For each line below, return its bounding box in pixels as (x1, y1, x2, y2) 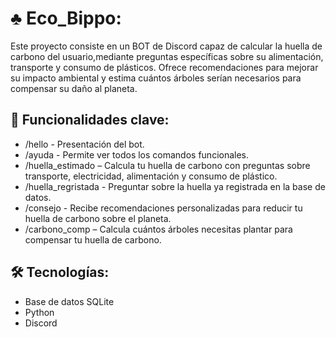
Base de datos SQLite (24, 295, 115, 307)
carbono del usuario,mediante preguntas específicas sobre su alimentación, (10, 50, 324, 62)
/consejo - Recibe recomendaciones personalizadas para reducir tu (24, 202, 303, 214)
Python (24, 306, 55, 318)
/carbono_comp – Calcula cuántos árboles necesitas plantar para (24, 223, 293, 235)
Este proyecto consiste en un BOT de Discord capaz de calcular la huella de (10, 40, 323, 52)
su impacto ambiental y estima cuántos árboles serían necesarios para (10, 72, 302, 84)
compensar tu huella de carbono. (24, 233, 162, 246)
